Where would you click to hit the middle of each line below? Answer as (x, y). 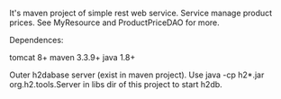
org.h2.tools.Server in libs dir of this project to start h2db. (116, 84)
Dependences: (36, 40)
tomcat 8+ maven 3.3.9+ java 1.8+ (73, 57)
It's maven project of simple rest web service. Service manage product (141, 13)
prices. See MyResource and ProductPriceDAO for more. (115, 22)
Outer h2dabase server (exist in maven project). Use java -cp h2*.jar (137, 75)
